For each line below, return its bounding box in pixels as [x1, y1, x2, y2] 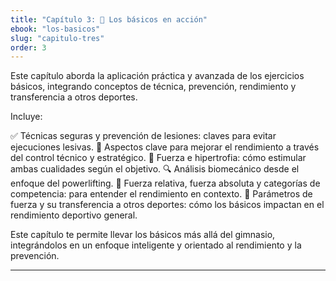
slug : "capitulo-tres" [10, 33, 105, 43]
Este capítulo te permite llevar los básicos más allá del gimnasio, [10, 229, 276, 241]
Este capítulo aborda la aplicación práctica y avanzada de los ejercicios [10, 70, 305, 82]
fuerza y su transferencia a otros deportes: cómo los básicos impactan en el [10, 199, 325, 211]
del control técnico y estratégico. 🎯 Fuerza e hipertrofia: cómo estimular [10, 152, 307, 164]
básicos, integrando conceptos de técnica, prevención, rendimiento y [10, 81, 297, 93]
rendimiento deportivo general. [10, 209, 138, 221]
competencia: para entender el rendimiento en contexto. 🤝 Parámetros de [10, 188, 313, 200]
